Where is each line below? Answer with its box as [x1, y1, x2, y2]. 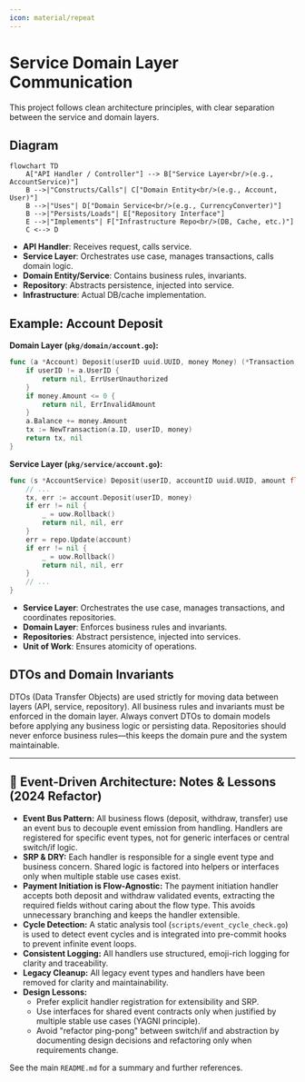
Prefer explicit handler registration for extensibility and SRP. [35, 996, 260, 1007]
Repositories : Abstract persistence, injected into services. [22, 631, 241, 642]
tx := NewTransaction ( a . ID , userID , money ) [25, 425, 193, 434]
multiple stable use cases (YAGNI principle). [35, 1015, 201, 1027]
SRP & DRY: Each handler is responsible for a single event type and [22, 851, 274, 862]
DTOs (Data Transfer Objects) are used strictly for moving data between [9, 691, 279, 702]
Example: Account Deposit [9, 315, 163, 332]
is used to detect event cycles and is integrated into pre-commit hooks [22, 928, 288, 939]
